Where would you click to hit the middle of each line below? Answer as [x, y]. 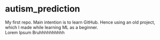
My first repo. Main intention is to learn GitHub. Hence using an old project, [80, 22]
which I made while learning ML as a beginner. [52, 27]
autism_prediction [43, 9]
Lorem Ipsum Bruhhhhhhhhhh [35, 32]
